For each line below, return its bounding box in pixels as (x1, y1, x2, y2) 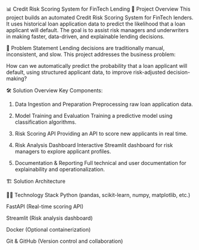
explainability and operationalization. (14, 166, 105, 173)
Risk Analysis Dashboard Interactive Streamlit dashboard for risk (14, 142, 173, 148)
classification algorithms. (14, 118, 76, 126)
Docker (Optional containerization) (6, 226, 91, 233)
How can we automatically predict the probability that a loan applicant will (6, 62, 188, 69)
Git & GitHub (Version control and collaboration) (6, 237, 123, 245)
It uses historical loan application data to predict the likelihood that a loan (6, 20, 186, 27)
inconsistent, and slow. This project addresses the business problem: (6, 51, 176, 58)
